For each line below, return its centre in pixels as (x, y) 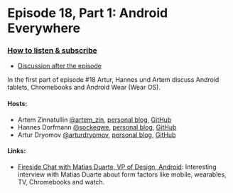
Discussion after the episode (59, 66)
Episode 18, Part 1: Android (88, 13)
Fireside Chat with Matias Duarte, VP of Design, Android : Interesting (117, 167)
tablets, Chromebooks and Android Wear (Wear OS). (84, 88)
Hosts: (17, 104)
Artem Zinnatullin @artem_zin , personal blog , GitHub (94, 120)
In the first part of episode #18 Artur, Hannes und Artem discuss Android (113, 80)
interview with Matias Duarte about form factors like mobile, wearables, (122, 174)
